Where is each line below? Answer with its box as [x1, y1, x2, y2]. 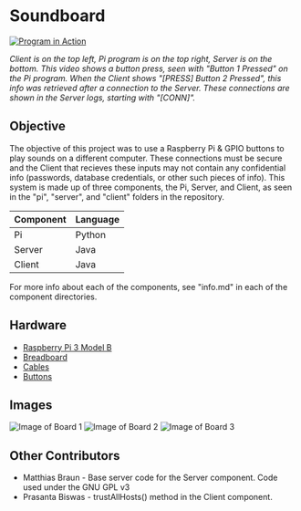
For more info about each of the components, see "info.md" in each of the [9, 281, 288, 292]
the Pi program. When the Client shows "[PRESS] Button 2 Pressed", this [9, 72, 282, 83]
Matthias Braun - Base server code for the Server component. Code [22, 472, 278, 484]
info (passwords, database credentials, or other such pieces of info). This [9, 172, 285, 182]
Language [75, 213, 120, 225]
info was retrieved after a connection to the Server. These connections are [9, 82, 290, 93]
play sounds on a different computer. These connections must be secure [9, 152, 283, 163]
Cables [22, 361, 50, 372]
